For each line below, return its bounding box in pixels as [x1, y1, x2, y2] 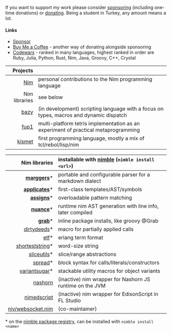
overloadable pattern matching [58, 194, 132, 201]
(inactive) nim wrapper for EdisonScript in [58, 290, 159, 298]
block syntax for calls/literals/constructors [58, 259, 160, 266]
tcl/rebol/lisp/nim [38, 141, 79, 149]
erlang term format [58, 234, 103, 241]
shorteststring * [16, 243, 53, 250]
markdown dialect [58, 177, 101, 184]
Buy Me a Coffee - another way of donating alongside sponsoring [12, 44, 152, 50]
